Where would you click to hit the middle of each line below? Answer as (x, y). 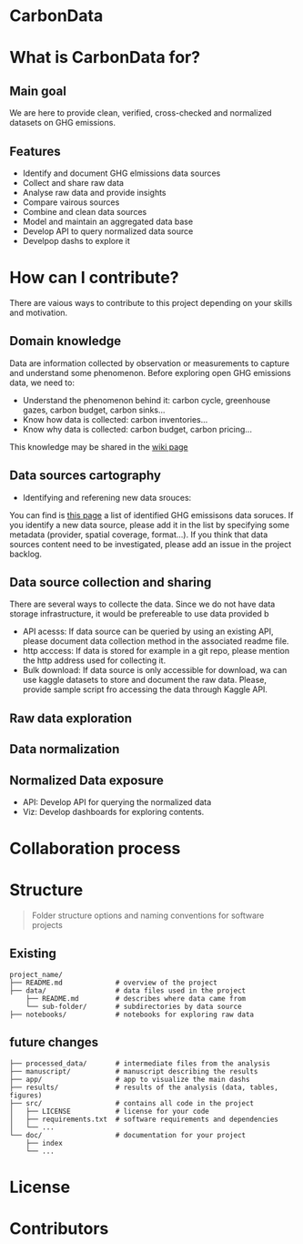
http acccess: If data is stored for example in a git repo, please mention (156, 651)
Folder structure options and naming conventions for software (148, 915)
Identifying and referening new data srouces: (107, 497)
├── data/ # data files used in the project (128, 990)
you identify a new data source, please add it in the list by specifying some (149, 525)
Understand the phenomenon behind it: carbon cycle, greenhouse (146, 400)
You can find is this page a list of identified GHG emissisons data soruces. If (151, 515)
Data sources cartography (86, 476)
